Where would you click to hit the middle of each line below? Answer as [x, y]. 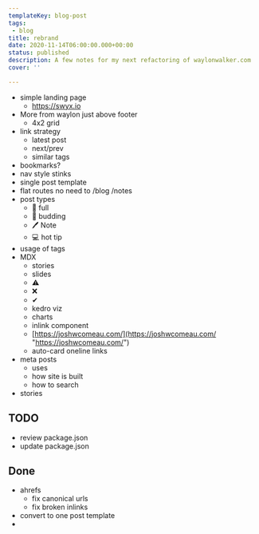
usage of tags [43, 248]
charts [42, 317]
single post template [53, 182]
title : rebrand [33, 38]
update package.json [54, 446]
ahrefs [30, 490]
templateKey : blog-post [48, 16]
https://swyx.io [56, 105]
